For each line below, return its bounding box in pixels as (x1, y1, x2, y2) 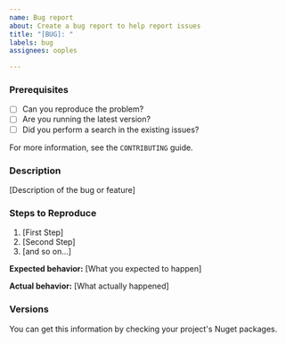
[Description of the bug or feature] (9, 184, 136, 195)
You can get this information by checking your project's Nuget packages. (9, 323, 278, 334)
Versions (9, 303, 49, 315)
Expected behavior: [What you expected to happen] (9, 264, 202, 274)
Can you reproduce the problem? (21, 104, 144, 114)
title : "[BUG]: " (9, 29, 74, 38)
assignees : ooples (9, 46, 78, 55)
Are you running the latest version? (21, 113, 151, 125)
